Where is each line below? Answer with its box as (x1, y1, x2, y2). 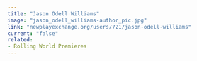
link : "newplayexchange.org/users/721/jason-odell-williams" (7, 23, 192, 30)
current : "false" (7, 29, 59, 37)
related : (7, 36, 33, 43)
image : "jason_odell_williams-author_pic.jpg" (7, 17, 147, 24)
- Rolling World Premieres (7, 43, 87, 50)
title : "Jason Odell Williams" (7, 10, 100, 18)
